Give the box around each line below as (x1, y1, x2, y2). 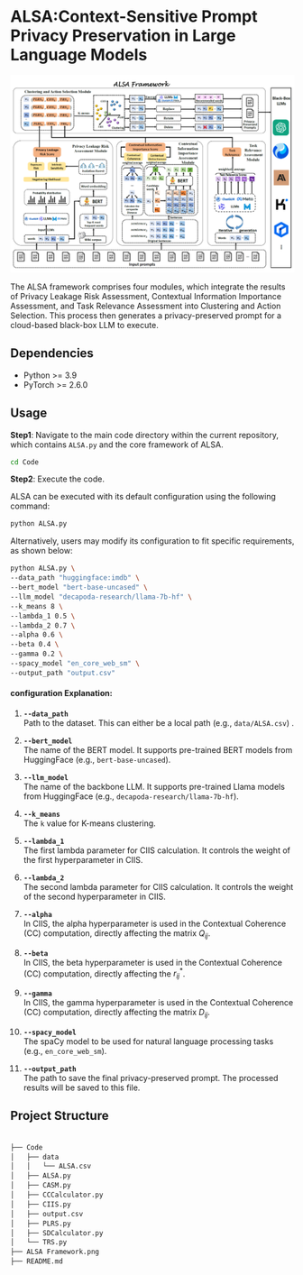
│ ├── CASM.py (10, 1181, 71, 1190)
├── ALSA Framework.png (10, 1247, 100, 1257)
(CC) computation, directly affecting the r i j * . (23, 967, 186, 981)
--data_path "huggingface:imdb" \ (10, 573, 141, 582)
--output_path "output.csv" (10, 668, 116, 677)
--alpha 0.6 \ (10, 630, 64, 639)
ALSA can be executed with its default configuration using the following (10, 491, 276, 502)
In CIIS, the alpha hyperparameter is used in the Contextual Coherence (23, 918, 287, 929)
